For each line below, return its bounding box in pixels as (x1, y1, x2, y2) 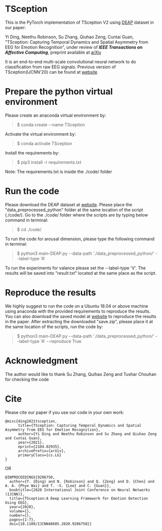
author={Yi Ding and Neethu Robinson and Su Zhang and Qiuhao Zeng (17, 431, 157, 437)
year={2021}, (17, 440, 44, 445)
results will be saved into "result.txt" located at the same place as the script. (5, 270, 157, 276)
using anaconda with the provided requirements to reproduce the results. (5, 308, 151, 314)
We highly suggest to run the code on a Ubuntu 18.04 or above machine (5, 303, 148, 309)
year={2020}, (9, 504, 36, 509)
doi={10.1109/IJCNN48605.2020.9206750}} (9, 521, 92, 526)
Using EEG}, (5, 500, 29, 505)
